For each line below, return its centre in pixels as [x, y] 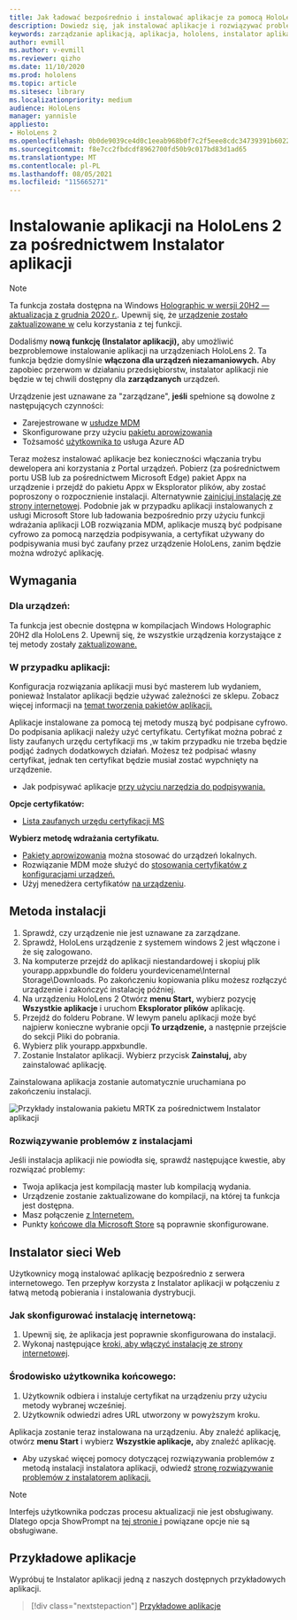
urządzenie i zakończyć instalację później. [99, 989]
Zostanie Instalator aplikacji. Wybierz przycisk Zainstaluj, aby [134, 1055]
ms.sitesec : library [47, 91]
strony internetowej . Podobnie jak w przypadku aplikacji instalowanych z [141, 506]
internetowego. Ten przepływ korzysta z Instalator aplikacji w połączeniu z [145, 1282]
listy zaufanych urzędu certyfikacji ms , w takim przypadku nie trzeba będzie [148, 742]
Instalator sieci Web [65, 1252]
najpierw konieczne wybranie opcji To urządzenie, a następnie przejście [154, 1027]
